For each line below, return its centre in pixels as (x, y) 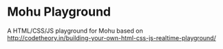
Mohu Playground (59, 12)
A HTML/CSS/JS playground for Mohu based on (75, 31)
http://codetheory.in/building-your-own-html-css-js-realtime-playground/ (112, 37)
